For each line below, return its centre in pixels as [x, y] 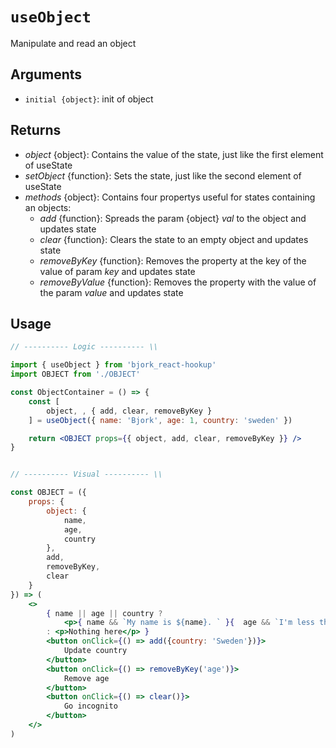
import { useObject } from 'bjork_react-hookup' [113, 365]
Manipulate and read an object [73, 43]
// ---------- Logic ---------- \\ [84, 347]
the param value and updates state [111, 292]
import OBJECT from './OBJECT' [75, 374]
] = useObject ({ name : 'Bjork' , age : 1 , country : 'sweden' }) [160, 420]
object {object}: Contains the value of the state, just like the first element [174, 154]
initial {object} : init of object [89, 99]
